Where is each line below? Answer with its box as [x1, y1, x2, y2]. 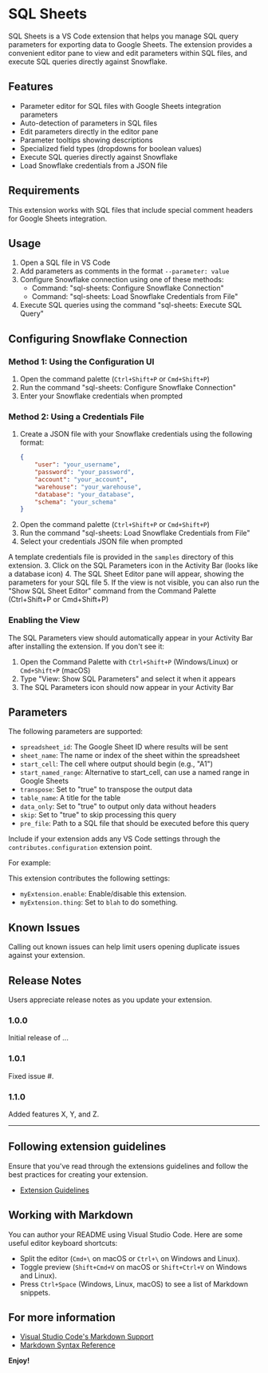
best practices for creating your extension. [8, 1169, 148, 1179]
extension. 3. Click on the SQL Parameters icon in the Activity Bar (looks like [8, 561, 258, 570]
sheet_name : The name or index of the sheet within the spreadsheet [19, 751, 241, 760]
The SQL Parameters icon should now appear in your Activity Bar [19, 682, 234, 692]
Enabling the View [8, 615, 81, 626]
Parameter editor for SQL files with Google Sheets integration [19, 101, 222, 110]
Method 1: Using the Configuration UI [8, 356, 155, 367]
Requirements [8, 184, 80, 198]
